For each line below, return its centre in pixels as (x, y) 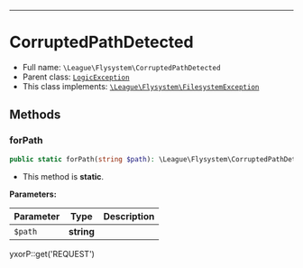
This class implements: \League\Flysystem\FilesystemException (141, 86)
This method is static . (63, 176)
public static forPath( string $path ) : (82, 159)
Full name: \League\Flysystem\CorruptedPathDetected (121, 67)
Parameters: (33, 194)
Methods (35, 115)
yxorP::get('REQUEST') (52, 254)
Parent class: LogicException (76, 77)
